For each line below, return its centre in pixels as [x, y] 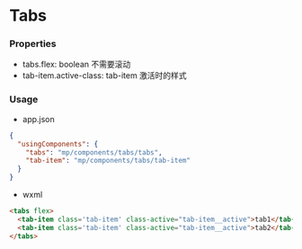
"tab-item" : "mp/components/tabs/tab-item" [108, 161]
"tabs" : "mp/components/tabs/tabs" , [94, 152]
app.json [39, 119]
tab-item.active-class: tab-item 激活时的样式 [104, 76]
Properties [33, 44]
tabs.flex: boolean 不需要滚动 [76, 65]
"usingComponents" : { [58, 144]
